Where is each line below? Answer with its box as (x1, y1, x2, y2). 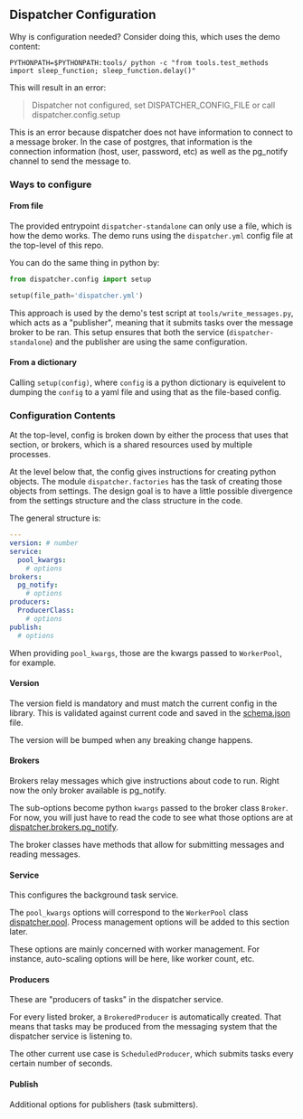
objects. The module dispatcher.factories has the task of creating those (9, 476, 283, 487)
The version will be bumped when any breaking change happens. (9, 734, 253, 745)
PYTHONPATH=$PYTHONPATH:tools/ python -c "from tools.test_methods (9, 58, 270, 67)
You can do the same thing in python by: (9, 257, 160, 268)
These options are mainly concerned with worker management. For (9, 944, 260, 954)
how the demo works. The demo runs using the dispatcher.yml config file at (9, 230, 294, 240)
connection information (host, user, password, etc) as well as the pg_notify (9, 146, 288, 156)
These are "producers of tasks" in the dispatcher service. (9, 994, 224, 1005)
